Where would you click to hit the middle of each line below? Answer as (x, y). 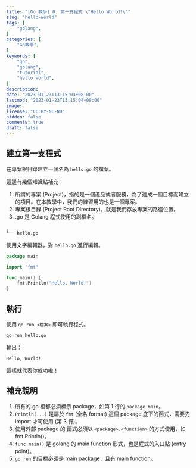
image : (14, 106)
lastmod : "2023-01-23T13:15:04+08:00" (54, 100)
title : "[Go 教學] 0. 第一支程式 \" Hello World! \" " (69, 12)
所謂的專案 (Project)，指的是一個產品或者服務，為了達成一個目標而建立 (102, 194)
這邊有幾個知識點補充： (35, 182)
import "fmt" (22, 267)
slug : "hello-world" (32, 17)
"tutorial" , (32, 73)
